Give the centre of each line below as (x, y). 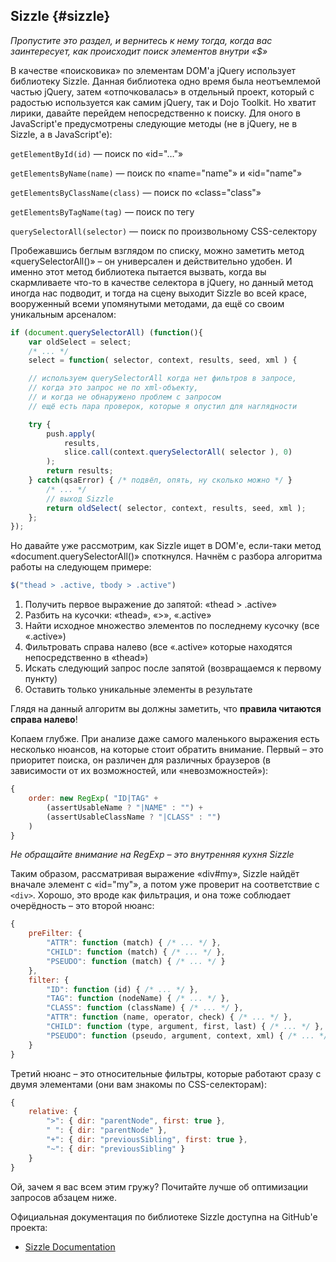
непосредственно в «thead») (86, 658)
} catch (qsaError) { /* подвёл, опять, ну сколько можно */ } (160, 480)
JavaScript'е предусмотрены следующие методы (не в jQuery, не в (154, 123)
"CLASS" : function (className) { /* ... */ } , (145, 1008)
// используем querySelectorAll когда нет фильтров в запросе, (163, 379)
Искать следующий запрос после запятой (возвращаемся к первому (173, 668)
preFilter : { (55, 934)
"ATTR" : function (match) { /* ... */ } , (134, 943)
